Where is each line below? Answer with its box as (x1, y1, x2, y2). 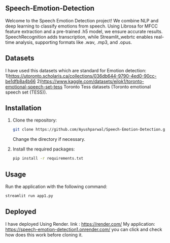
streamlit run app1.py (5, 193, 53, 198)
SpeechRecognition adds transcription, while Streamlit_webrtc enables (5, 34, 153, 40)
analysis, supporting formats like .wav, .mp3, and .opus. (15, 39, 132, 45)
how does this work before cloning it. (5, 231, 83, 238)
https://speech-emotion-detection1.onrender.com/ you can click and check (5, 226, 162, 232)
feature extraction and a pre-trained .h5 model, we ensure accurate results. (5, 28, 163, 35)
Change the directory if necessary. (12, 136, 85, 142)
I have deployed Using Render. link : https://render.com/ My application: (5, 221, 156, 227)
